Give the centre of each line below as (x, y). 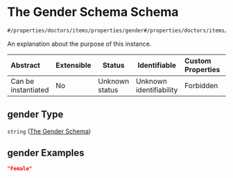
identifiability (157, 89)
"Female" (20, 169)
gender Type (35, 115)
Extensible (73, 65)
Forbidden (201, 85)
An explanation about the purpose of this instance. (79, 44)
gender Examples (46, 153)
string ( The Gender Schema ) (49, 131)
